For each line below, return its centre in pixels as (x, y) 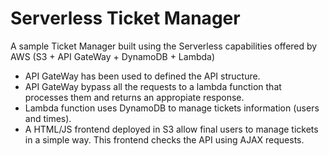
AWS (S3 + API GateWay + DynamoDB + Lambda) (113, 56)
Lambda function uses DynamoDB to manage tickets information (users (172, 108)
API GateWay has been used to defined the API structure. (142, 76)
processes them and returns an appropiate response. (134, 97)
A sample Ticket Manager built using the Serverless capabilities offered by (164, 46)
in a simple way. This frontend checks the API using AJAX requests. (164, 139)
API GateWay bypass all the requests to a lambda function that (153, 86)
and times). (48, 118)
